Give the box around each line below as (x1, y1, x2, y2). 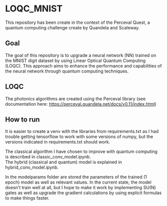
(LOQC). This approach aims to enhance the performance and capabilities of (5, 63, 162, 69)
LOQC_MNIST (5, 3, 63, 14)
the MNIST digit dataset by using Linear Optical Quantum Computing (5, 58, 146, 64)
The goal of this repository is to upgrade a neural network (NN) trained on (5, 52, 157, 58)
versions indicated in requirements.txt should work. (5, 139, 110, 145)
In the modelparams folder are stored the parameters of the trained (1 (5, 174, 148, 180)
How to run (5, 115, 40, 124)
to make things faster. (5, 195, 50, 201)
